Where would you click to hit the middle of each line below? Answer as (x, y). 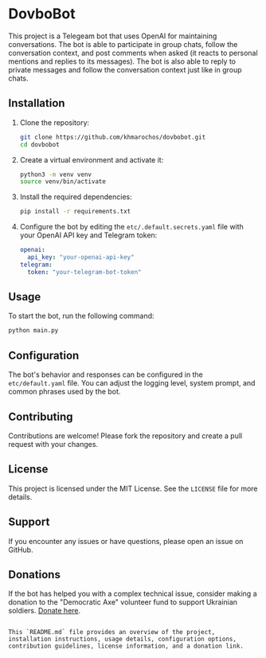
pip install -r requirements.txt (75, 212)
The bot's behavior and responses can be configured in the (106, 374)
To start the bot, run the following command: (81, 316)
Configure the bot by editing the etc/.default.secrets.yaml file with (132, 227)
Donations (35, 574)
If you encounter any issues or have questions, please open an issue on (126, 541)
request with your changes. (53, 444)
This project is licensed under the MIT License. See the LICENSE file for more (133, 488)
